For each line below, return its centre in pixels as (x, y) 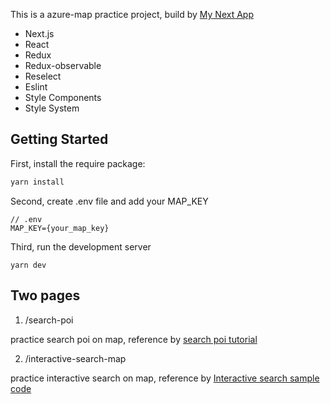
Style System (52, 108)
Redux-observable (63, 65)
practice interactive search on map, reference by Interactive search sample (165, 378)
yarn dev (28, 265)
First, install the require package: (78, 163)
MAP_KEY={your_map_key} (60, 228)
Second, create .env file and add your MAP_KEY (109, 201)
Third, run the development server (81, 246)
